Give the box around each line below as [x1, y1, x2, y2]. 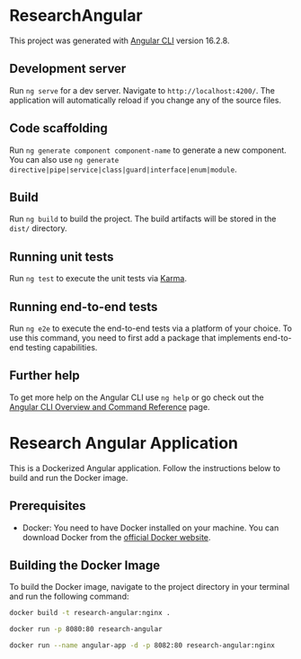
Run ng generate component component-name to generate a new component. [9, 145, 288, 156]
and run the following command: [9, 591, 129, 602]
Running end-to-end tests [9, 298, 158, 315]
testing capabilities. [25, 343, 98, 352]
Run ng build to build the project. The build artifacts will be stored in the [9, 213, 277, 225]
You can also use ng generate [9, 154, 120, 165]
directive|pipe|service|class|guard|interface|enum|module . [9, 164, 237, 174]
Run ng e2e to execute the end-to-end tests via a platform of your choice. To [9, 323, 293, 334]
